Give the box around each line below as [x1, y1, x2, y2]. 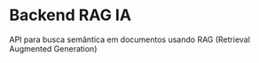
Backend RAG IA [9, 5, 131, 25]
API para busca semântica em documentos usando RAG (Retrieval [9, 34, 251, 45]
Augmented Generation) [9, 43, 98, 53]
